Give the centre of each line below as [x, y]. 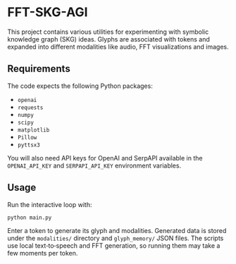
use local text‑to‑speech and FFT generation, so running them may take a [114, 246]
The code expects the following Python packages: [80, 86]
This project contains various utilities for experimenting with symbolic [108, 32]
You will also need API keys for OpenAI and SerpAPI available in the [105, 158]
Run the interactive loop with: [50, 204]
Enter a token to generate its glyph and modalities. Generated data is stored [117, 231]
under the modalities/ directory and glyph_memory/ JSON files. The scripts [116, 238]
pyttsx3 [29, 145]
